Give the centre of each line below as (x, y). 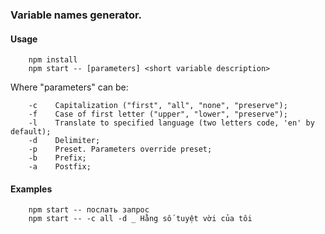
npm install (53, 60)
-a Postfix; (60, 167)
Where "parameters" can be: (69, 87)
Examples (31, 189)
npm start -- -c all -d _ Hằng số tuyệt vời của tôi (140, 219)
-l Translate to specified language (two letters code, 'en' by (171, 123)
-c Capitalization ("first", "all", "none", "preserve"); (158, 106)
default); (31, 132)
